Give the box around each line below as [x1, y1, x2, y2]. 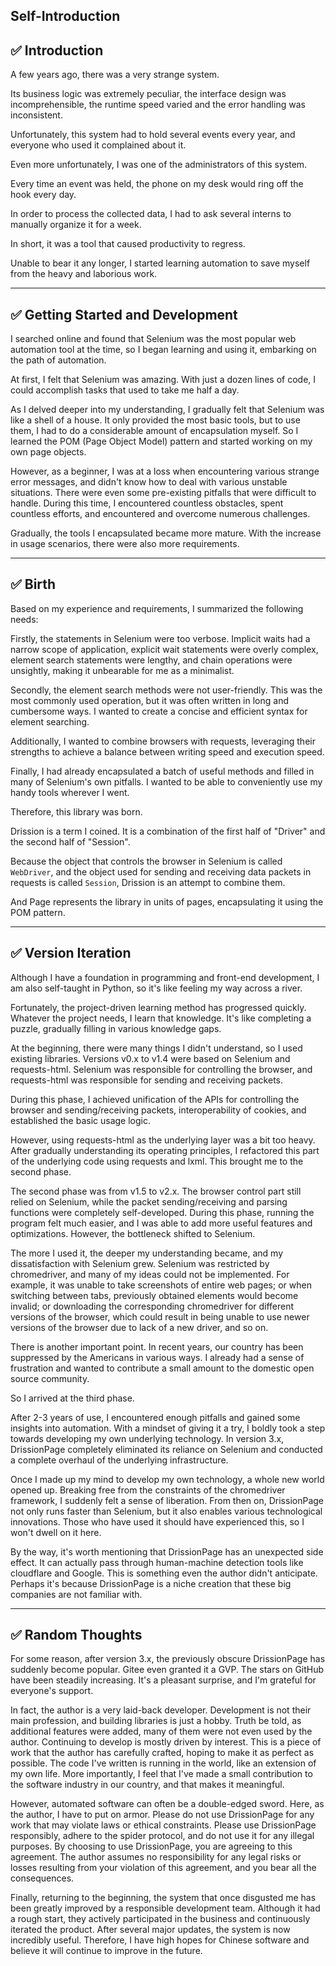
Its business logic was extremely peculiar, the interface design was [10, 88, 287, 100]
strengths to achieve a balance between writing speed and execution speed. [10, 745, 325, 758]
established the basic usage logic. [10, 1114, 152, 1126]
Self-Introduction [10, 8, 121, 25]
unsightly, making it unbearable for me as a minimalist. [10, 664, 235, 676]
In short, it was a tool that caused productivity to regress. [10, 238, 246, 250]
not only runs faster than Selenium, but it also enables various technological [10, 1505, 323, 1517]
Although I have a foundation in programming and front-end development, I [10, 971, 320, 983]
